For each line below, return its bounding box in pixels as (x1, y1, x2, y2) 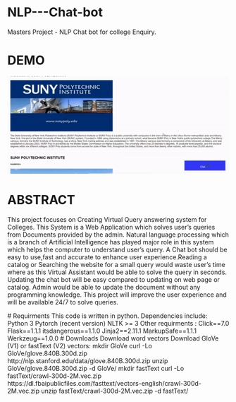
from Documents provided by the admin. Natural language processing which (7, 230, 229, 239)
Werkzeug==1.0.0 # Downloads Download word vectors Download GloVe (7, 333, 219, 343)
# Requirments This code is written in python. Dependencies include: (7, 312, 208, 320)
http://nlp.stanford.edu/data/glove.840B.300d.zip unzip (7, 356, 168, 365)
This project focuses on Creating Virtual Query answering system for (7, 215, 207, 223)
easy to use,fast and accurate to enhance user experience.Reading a (7, 252, 208, 261)
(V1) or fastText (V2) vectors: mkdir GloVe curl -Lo (7, 341, 153, 350)
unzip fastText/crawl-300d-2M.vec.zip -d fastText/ (41, 386, 189, 395)
